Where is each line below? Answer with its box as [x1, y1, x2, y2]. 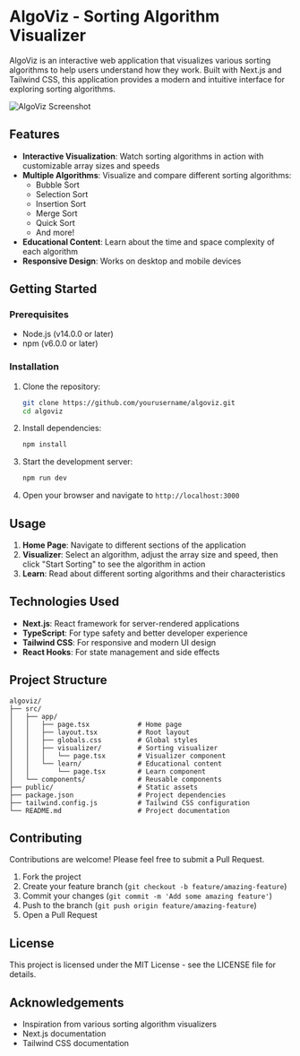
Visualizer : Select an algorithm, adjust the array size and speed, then [21, 550, 279, 560]
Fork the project [21, 871, 82, 882]
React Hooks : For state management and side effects [21, 646, 220, 657]
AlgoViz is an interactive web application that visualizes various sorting [9, 55, 271, 65]
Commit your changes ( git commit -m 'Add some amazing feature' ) [21, 890, 273, 902]
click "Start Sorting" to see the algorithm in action [21, 558, 206, 570]
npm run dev [21, 473, 67, 483]
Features [9, 127, 60, 143]
